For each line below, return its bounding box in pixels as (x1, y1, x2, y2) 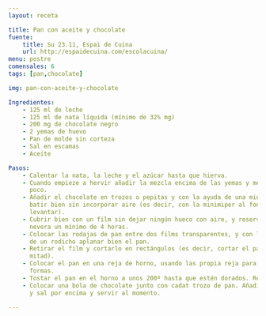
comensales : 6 (8, 62, 55, 71)
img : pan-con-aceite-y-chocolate (8, 84, 119, 92)
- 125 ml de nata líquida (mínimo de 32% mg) (22, 113, 176, 121)
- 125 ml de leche (22, 106, 83, 114)
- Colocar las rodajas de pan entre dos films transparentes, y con (22, 230, 253, 238)
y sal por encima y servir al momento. (28, 289, 161, 297)
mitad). (28, 252, 55, 261)
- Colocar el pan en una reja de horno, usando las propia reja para (22, 260, 257, 268)
